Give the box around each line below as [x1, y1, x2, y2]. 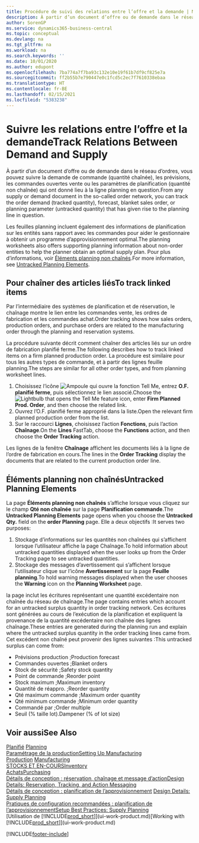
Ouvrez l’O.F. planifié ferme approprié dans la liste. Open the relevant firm [14, 408, 193, 415]
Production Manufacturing [6, 756, 70, 763]
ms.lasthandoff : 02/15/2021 [6, 91, 76, 97]
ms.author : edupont [6, 63, 54, 70]
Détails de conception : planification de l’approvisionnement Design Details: [6, 787, 191, 794]
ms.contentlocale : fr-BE [6, 86, 68, 92]
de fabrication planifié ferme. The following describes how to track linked [6, 346, 184, 353]
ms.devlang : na [6, 36, 44, 42]
